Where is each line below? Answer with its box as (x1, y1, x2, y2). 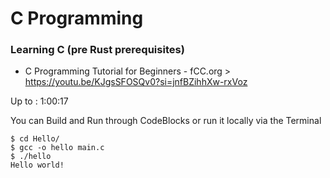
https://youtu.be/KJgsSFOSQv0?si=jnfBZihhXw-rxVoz (24, 76, 248, 88)
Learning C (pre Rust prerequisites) (10, 43, 185, 57)
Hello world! (10, 160, 65, 171)
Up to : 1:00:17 (10, 95, 69, 107)
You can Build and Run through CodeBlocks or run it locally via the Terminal (10, 115, 322, 127)
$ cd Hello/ (10, 134, 60, 144)
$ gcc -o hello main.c (10, 143, 105, 153)
